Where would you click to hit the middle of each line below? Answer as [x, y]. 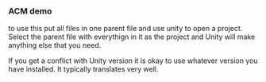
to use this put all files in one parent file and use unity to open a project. [125, 29]
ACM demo [30, 11]
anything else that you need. [55, 45]
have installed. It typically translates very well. [83, 69]
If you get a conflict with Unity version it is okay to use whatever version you [133, 61]
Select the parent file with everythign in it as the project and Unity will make [132, 37]
